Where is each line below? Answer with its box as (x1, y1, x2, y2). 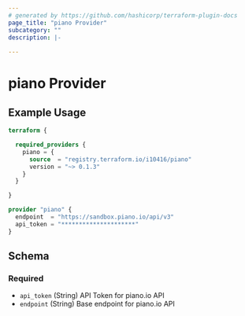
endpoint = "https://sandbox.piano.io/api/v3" (15, 213, 175, 221)
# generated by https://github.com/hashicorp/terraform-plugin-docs (8, 11, 238, 20)
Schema (8, 249, 50, 263)
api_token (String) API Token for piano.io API (19, 291, 165, 300)
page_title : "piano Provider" (8, 19, 108, 27)
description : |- (8, 33, 61, 42)
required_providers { (15, 141, 87, 149)
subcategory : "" (8, 26, 61, 34)
